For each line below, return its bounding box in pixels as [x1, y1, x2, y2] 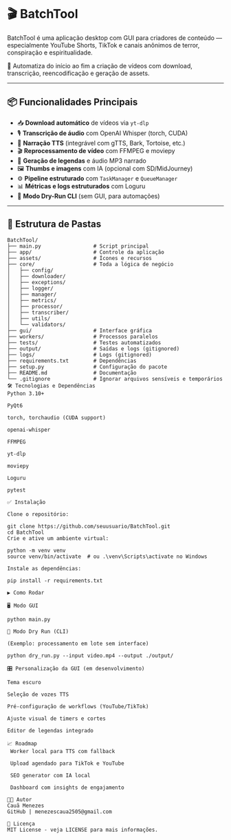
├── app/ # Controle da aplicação [7, 248, 165, 256]
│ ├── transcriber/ [7, 309, 69, 316]
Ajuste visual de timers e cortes [7, 715, 107, 722]
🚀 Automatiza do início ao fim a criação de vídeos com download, [7, 61, 192, 70]
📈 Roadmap [7, 740, 38, 747]
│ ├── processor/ [7, 303, 63, 310]
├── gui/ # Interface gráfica [7, 327, 153, 334]
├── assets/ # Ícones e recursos [7, 254, 153, 261]
